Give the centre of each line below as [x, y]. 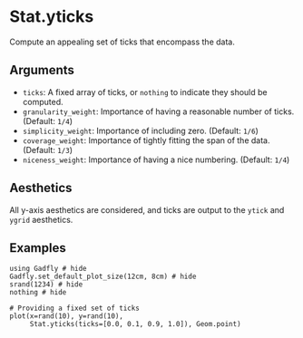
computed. [43, 101]
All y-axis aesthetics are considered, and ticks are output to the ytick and [147, 209]
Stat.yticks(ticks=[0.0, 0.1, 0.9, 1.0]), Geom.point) [136, 324]
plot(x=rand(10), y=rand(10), [67, 316]
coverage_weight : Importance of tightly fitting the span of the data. [146, 140]
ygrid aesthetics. [41, 219]
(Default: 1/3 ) [48, 150]
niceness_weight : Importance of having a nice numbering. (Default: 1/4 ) [156, 159]
